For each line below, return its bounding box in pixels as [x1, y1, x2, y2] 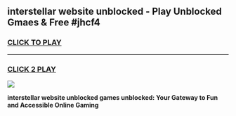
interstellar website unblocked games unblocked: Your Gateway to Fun [7, 93, 218, 101]
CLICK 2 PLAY [7, 64, 56, 74]
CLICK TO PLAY [7, 38, 62, 48]
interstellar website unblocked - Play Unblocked [7, 6, 223, 18]
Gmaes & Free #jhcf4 [7, 17, 100, 29]
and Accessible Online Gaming [7, 101, 99, 109]
